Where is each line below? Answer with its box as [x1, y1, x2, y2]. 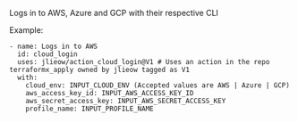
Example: [9, 25, 44, 35]
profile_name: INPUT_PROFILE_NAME [25, 104, 154, 113]
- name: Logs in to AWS [9, 42, 98, 51]
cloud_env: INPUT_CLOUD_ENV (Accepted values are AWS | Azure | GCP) [25, 81, 291, 90]
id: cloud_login [17, 50, 78, 59]
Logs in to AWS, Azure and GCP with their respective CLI [9, 8, 219, 18]
